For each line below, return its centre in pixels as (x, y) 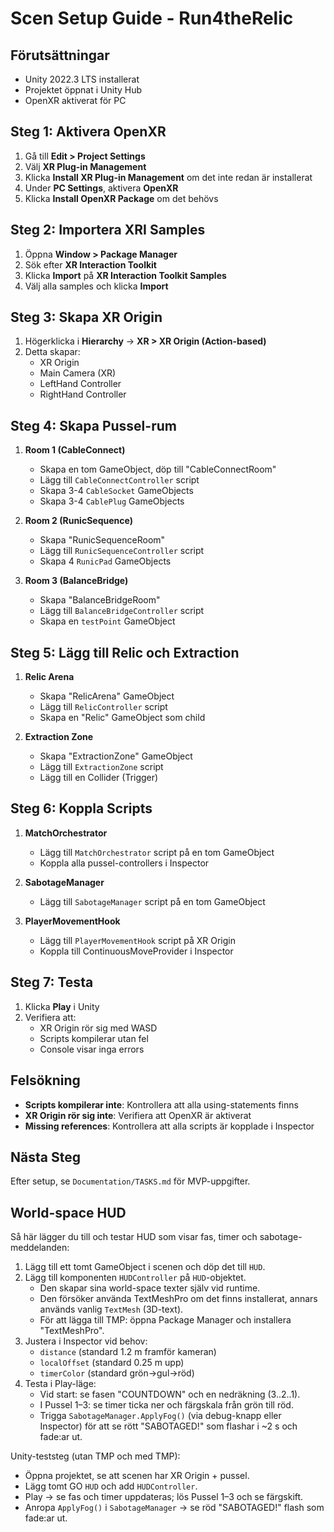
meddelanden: (40, 1248)
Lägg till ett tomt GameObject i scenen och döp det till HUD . (145, 1267)
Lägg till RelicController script (103, 707)
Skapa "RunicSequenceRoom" (102, 540)
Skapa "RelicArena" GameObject (107, 696)
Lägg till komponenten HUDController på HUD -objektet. (135, 1278)
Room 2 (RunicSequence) (78, 521)
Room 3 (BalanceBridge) (76, 581)
